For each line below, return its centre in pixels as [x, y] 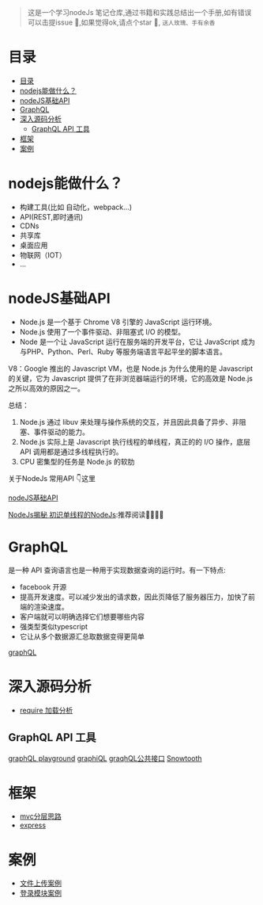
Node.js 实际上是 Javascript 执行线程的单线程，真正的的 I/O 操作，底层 [135, 441]
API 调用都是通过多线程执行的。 [71, 452]
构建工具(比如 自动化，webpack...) [76, 207]
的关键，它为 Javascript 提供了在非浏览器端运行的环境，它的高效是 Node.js [130, 378]
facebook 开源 [43, 586]
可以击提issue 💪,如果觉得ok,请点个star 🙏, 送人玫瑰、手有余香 [121, 22]
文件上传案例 [40, 884]
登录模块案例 [40, 893]
